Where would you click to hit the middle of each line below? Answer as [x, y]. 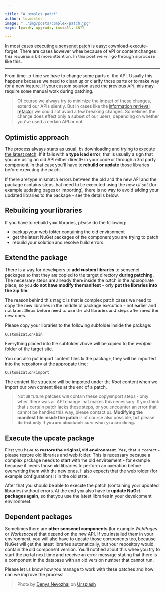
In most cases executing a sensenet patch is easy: [56, 46]
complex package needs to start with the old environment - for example [78, 460]
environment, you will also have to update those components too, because [81, 539]
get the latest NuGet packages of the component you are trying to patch [85, 237]
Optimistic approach [37, 137]
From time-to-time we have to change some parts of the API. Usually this [79, 76]
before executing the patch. [33, 170]
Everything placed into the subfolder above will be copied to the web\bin [79, 343]
